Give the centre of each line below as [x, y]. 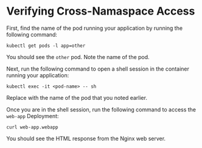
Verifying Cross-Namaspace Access [101, 11]
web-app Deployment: [33, 116]
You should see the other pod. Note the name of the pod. [78, 57]
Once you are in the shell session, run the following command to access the [101, 109]
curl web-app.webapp [33, 127]
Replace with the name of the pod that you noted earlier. [77, 97]
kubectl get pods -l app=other [46, 46]
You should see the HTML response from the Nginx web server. [86, 138]
